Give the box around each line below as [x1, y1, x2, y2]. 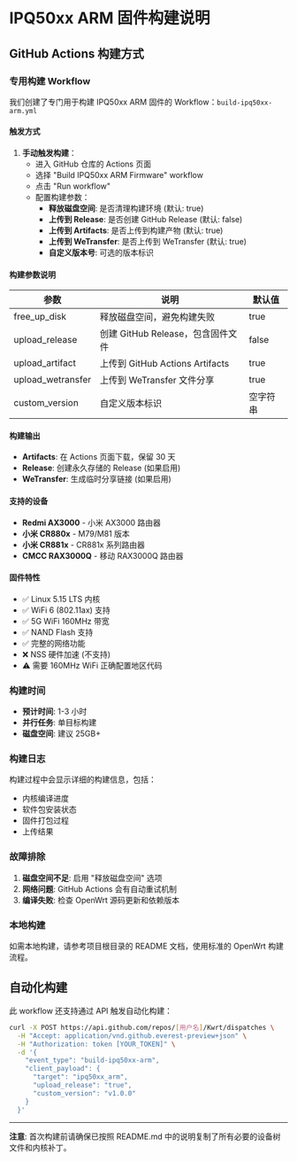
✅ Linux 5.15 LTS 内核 [21, 593, 101, 604]
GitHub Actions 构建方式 [9, 46, 144, 61]
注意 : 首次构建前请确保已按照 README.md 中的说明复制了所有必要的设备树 [9, 1131, 281, 1142]
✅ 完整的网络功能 [21, 638, 86, 648]
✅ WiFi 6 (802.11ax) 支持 [21, 604, 110, 615]
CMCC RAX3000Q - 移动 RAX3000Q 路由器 [21, 550, 184, 561]
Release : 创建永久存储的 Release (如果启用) [21, 462, 181, 474]
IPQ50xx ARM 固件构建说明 [9, 8, 210, 28]
